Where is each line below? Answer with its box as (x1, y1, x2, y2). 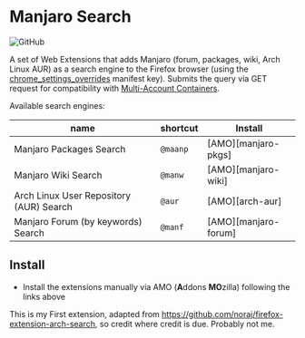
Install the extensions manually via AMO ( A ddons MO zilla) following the (22, 281, 290, 292)
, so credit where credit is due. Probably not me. (94, 318, 275, 329)
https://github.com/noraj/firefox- (162, 308, 283, 319)
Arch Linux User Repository (14, 188, 132, 201)
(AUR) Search (14, 200, 73, 213)
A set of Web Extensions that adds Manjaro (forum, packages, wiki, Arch (9, 53, 281, 64)
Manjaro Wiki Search (14, 169, 103, 181)
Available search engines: (9, 100, 106, 111)
